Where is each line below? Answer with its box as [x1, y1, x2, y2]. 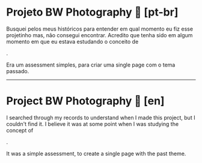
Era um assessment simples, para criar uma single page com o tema [6, 61, 176, 68]
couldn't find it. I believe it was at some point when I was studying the [6, 120, 179, 128]
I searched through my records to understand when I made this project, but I [6, 114, 195, 121]
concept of [6, 126, 34, 134]
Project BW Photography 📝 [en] [6, 94, 165, 108]
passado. [6, 67, 29, 74]
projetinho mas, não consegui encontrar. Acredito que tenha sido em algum [6, 31, 193, 38]
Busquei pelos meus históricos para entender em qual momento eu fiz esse [6, 25, 194, 32]
